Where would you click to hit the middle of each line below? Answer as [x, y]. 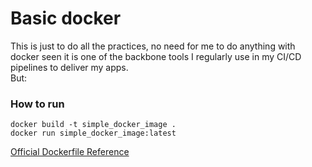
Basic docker [66, 18]
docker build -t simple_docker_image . [93, 125]
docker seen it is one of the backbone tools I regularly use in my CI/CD [156, 56]
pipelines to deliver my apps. [69, 67]
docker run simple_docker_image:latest [93, 133]
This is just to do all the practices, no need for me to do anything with [153, 46]
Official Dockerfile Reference [70, 152]
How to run [37, 104]
